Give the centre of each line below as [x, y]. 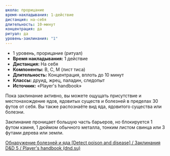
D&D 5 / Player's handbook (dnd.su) [43, 148]
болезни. [15, 112]
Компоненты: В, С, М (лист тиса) [49, 69]
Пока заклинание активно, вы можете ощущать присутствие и [73, 96]
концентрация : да [24, 29]
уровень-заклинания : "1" [32, 39]
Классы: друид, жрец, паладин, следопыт [59, 80]
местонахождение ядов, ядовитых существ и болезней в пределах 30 [82, 101]
